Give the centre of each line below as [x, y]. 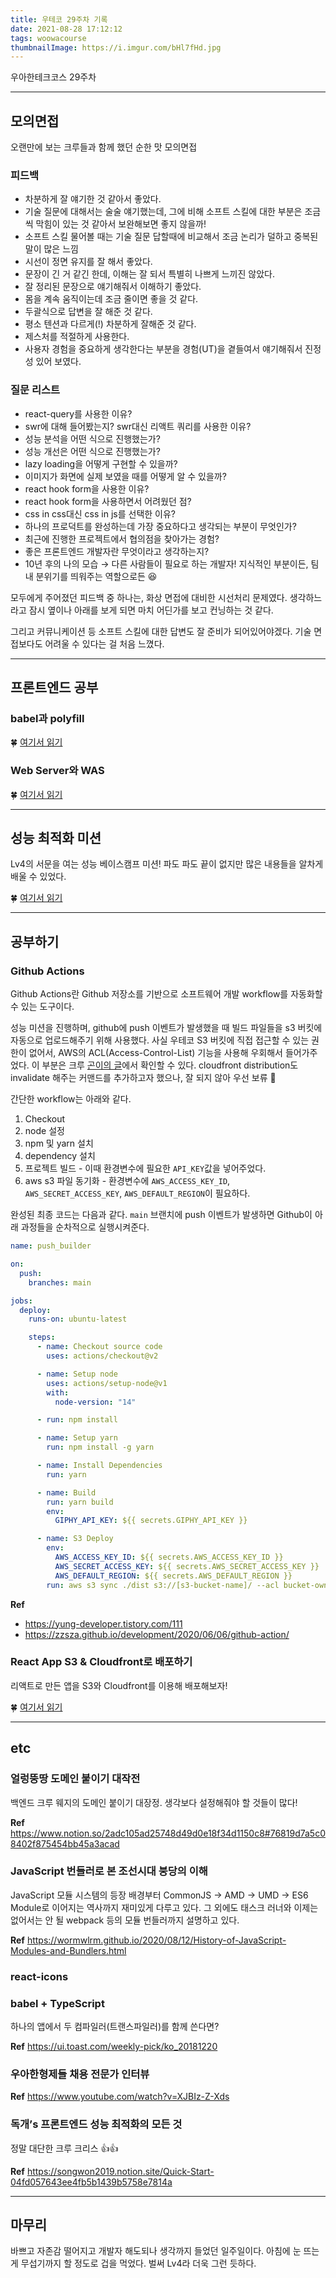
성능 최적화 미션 [56, 838]
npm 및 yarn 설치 [59, 1143]
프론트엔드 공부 [54, 687]
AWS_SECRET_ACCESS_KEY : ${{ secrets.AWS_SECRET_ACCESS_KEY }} [187, 1566]
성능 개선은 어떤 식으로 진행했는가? [92, 451]
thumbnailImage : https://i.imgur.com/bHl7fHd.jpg [116, 47]
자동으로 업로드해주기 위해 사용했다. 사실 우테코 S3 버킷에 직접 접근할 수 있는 [160, 1040]
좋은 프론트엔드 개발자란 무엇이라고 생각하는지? [117, 551]
